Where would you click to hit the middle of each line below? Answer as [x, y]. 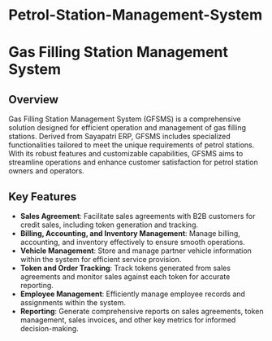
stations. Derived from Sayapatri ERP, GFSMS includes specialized [120, 137]
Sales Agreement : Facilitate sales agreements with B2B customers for [138, 216]
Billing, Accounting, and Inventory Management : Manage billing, [130, 233]
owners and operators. [47, 171]
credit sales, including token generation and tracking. [109, 225]
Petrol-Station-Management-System [135, 15]
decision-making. [49, 328]
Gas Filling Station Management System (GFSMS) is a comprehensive [125, 119]
